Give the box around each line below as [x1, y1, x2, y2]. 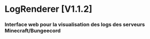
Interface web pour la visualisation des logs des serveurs [4, 21, 146, 28]
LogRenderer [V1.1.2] [4, 3, 93, 15]
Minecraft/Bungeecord [4, 27, 61, 34]
